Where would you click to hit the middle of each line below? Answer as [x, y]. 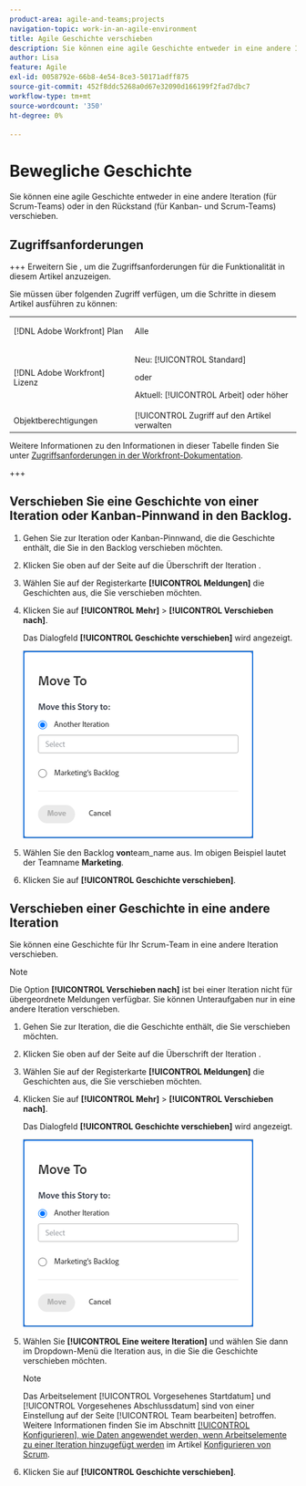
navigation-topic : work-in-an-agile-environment [103, 29]
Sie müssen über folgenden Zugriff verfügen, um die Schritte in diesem [143, 294]
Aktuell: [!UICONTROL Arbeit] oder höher [211, 395]
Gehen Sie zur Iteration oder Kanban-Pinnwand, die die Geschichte [148, 537]
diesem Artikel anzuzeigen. [61, 276]
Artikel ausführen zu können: [64, 304]
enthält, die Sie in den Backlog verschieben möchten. [122, 547]
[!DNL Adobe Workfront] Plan [68, 331]
